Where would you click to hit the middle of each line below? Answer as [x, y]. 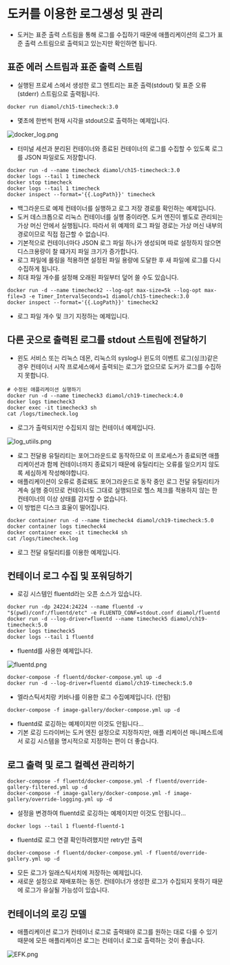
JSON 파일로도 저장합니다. [60, 157]
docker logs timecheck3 [41, 401]
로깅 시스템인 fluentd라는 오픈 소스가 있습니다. [80, 594]
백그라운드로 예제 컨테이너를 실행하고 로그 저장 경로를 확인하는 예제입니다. [116, 208]
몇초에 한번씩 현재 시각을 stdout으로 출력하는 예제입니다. [93, 120]
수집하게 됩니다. [38, 268]
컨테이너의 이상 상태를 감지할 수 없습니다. [72, 499]
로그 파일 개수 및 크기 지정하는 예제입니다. [73, 316]
